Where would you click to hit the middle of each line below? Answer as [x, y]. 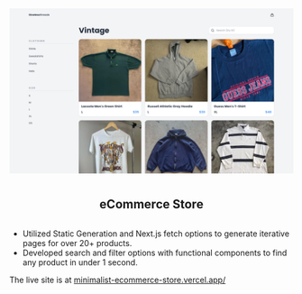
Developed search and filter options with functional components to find [155, 253]
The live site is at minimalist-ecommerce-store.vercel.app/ [118, 280]
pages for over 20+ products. [77, 243]
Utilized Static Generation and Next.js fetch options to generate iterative [156, 234]
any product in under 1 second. [80, 262]
